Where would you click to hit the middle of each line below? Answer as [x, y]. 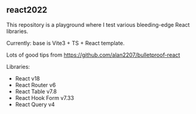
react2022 [27, 10]
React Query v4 [35, 104]
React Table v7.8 [36, 91]
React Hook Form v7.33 [45, 98]
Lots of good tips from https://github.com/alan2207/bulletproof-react [93, 55]
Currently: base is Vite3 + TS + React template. [66, 43]
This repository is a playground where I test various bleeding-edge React [98, 24]
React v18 [27, 78]
